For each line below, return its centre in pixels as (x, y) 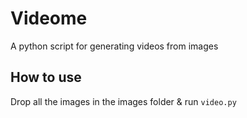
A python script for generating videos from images (114, 46)
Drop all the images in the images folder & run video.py (123, 101)
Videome (49, 18)
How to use (46, 77)
